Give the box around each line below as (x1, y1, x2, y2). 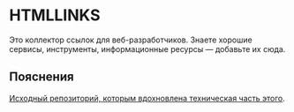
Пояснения (9, 70, 74, 85)
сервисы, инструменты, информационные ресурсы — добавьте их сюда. (9, 43, 286, 54)
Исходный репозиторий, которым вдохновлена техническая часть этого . (9, 93, 285, 103)
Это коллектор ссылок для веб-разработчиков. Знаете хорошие (9, 34, 253, 45)
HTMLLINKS (9, 5, 101, 26)
